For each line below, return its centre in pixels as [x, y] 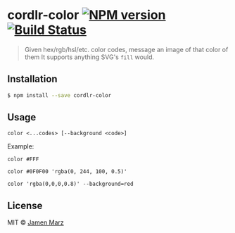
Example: [21, 146]
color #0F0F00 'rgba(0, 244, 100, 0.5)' [68, 172]
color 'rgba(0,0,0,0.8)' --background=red [70, 184]
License [25, 205]
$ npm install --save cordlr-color [59, 95]
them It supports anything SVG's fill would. [89, 57]
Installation [32, 79]
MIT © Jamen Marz [36, 222]
